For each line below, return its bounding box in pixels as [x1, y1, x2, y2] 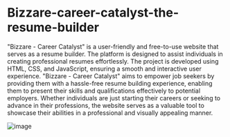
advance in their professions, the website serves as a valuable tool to [7, 101, 204, 109]
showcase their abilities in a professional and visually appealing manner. [7, 109, 213, 117]
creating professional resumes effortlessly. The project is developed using [7, 57, 219, 65]
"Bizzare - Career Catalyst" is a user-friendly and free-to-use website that [7, 42, 219, 51]
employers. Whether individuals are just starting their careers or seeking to [7, 93, 221, 102]
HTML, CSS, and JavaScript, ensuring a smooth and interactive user [7, 64, 202, 73]
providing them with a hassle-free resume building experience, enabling [7, 79, 213, 87]
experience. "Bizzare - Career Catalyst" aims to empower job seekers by [7, 71, 215, 80]
